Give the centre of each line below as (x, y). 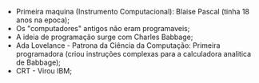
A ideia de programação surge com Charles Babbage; (104, 37)
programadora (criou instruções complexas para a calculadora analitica (133, 54)
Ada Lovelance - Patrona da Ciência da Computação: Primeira (118, 45)
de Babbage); (38, 62)
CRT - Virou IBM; (44, 71)
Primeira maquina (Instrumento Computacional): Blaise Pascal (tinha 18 (133, 12)
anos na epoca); (43, 20)
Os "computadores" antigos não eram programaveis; (103, 28)
